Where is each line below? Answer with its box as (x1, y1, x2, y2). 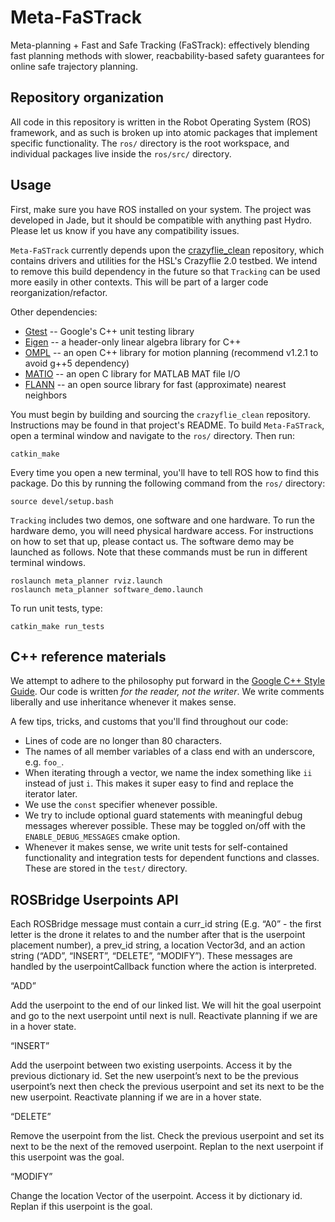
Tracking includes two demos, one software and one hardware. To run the (10, 514, 315, 526)
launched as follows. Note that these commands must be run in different (10, 546, 308, 558)
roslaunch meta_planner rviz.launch (10, 576, 163, 586)
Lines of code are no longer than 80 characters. (24, 735, 222, 747)
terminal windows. (10, 556, 86, 568)
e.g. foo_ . (24, 756, 65, 768)
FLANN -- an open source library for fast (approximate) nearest (24, 378, 287, 390)
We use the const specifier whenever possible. (24, 799, 218, 811)
